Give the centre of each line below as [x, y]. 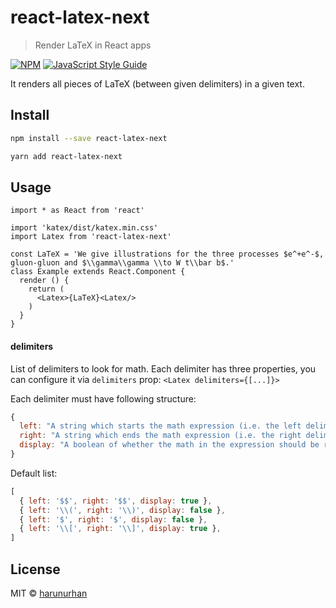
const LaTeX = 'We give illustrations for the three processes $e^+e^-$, [167, 254]
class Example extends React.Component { [98, 272]
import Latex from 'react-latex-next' [91, 237]
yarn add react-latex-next [66, 156]
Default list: [34, 473]
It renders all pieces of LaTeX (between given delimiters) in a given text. [157, 83]
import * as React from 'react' [77, 211]
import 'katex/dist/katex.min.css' [84, 228]
